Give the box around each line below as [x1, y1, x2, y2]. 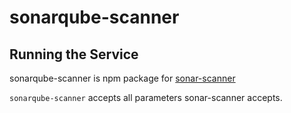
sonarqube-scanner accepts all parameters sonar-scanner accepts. [9, 92, 283, 103]
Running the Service [9, 46, 139, 63]
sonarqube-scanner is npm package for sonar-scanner [9, 72, 236, 84]
